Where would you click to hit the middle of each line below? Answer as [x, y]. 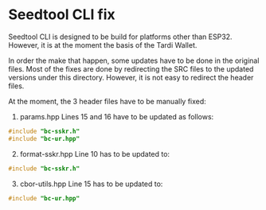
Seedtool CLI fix [62, 15]
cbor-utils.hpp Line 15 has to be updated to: [91, 184]
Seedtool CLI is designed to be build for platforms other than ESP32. [120, 37]
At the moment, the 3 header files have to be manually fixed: [108, 101]
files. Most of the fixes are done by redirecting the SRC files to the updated [131, 68]
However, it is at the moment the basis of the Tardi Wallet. [103, 45]
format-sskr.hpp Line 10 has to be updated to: [94, 154]
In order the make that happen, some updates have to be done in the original [134, 60]
